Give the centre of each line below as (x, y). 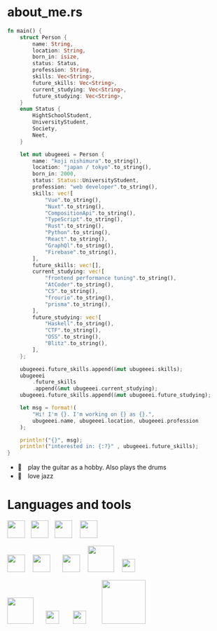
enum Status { (40, 109)
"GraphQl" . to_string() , (79, 245)
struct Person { (44, 37)
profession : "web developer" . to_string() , (95, 187)
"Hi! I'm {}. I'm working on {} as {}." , (94, 414)
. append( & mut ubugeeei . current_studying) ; (95, 389)
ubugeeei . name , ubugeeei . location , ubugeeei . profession (115, 421)
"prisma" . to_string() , (78, 304)
